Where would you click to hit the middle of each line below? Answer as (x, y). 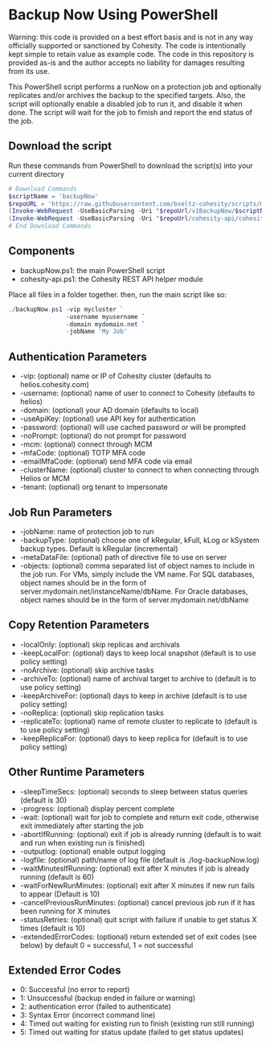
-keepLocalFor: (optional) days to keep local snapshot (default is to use (138, 653)
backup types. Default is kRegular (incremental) (99, 549)
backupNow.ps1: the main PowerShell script (92, 270)
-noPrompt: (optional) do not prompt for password (103, 436)
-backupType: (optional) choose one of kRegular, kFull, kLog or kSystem (139, 540)
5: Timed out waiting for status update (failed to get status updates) (132, 1032)
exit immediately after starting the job (82, 826)
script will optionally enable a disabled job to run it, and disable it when (125, 104)
